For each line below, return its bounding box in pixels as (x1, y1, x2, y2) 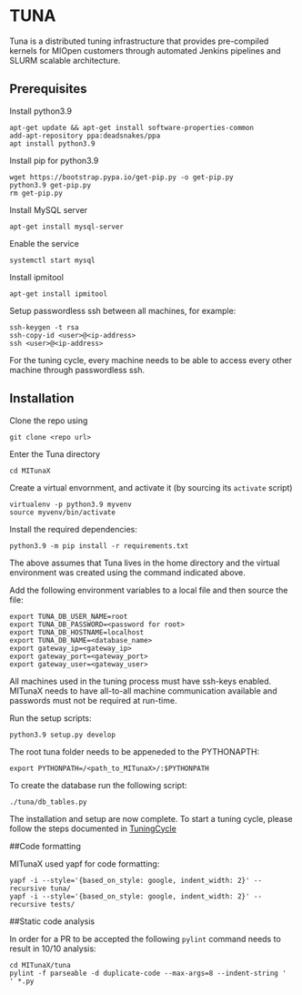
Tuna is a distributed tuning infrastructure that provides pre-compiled (9, 36, 269, 46)
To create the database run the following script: (9, 779, 187, 790)
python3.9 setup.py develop (9, 730, 116, 739)
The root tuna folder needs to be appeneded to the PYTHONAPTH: (9, 746, 260, 756)
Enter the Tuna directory (9, 448, 101, 460)
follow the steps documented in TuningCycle (9, 823, 177, 834)
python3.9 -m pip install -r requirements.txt (9, 541, 189, 551)
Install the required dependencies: (9, 523, 138, 534)
